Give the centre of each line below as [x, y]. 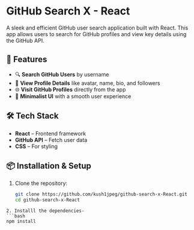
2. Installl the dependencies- [45, 211]
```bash [16, 216]
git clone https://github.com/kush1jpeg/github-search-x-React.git [101, 194]
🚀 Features [27, 59]
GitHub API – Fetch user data [51, 140]
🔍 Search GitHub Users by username [62, 74]
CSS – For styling [36, 146]
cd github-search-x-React [47, 200]
